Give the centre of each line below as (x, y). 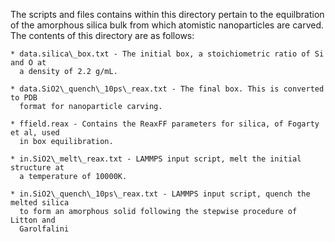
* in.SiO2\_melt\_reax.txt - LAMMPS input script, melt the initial (156, 159)
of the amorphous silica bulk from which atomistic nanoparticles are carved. (167, 25)
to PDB (24, 98)
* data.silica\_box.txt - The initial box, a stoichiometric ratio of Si (167, 54)
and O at (28, 63)
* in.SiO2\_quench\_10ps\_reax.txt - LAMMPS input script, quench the (160, 194)
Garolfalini (44, 229)
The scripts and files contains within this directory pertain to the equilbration (167, 14)
